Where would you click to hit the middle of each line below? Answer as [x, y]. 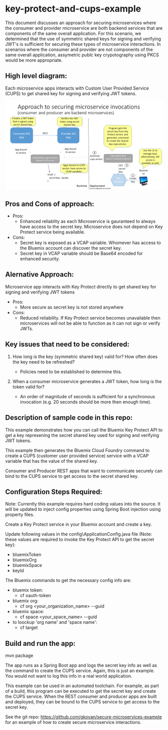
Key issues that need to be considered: [67, 345]
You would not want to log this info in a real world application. [69, 676]
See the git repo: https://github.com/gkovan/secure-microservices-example [83, 717]
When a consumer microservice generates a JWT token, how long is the [87, 381]
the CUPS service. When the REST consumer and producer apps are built [81, 697]
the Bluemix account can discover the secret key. [71, 248]
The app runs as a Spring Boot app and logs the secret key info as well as [81, 666]
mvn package [19, 655]
